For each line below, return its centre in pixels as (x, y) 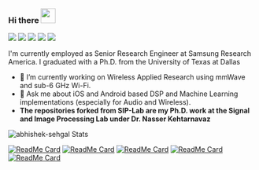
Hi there (24, 20)
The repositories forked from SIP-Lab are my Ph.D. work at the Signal (135, 111)
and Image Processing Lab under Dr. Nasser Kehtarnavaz (115, 119)
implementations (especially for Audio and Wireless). (105, 102)
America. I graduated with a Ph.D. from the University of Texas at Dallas (124, 62)
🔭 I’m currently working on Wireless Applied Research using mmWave (132, 77)
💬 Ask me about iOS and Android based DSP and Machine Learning (129, 94)
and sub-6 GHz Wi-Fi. (55, 86)
